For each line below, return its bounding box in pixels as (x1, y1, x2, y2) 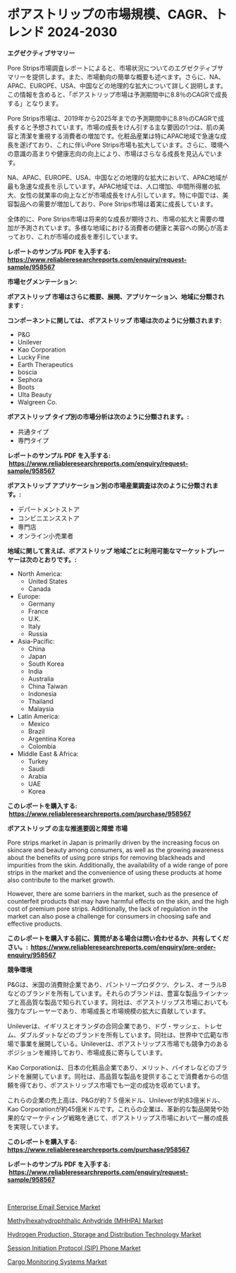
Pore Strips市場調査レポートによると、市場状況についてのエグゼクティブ (7, 64, 218, 72)
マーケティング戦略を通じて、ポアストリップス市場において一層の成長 (25, 1113, 229, 1122)
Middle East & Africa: (17, 749, 79, 758)
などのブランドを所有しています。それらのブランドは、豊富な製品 (7, 989, 199, 998)
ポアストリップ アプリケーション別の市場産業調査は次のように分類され (7, 481, 213, 489)
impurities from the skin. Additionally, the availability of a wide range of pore (7, 861, 228, 869)
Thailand (27, 697, 54, 705)
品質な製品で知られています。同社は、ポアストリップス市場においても (25, 998, 229, 1006)
